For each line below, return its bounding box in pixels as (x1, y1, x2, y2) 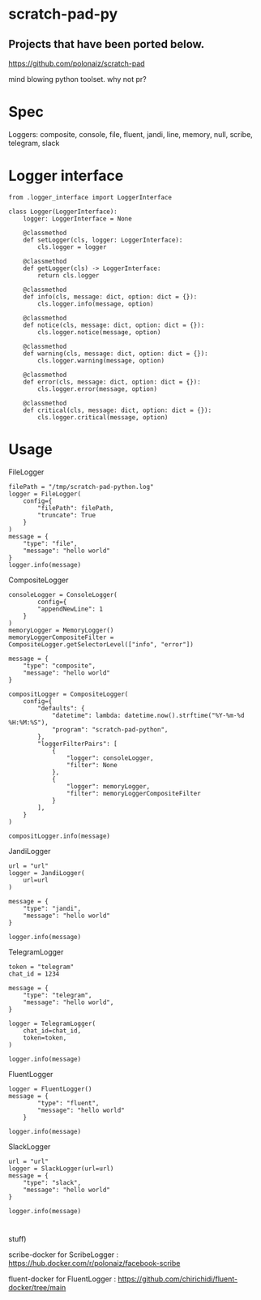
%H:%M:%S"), (8, 719, 49, 727)
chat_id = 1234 (8, 970, 60, 978)
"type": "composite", (23, 662, 96, 670)
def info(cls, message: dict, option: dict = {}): (23, 293, 198, 301)
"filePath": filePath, (37, 504, 114, 512)
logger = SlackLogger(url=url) (8, 1165, 114, 1173)
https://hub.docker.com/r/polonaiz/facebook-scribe (8, 1259, 181, 1268)
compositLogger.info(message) (8, 832, 111, 840)
